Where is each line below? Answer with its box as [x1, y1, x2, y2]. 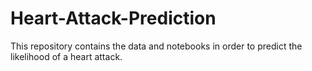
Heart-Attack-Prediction [10, 7, 217, 30]
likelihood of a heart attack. [10, 50, 123, 62]
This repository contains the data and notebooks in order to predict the [10, 40, 303, 52]
